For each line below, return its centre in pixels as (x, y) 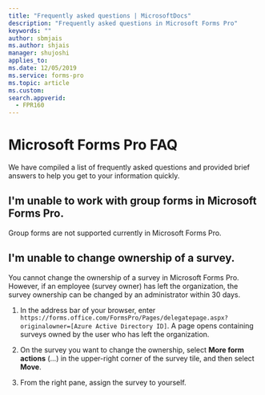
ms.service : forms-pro (46, 75)
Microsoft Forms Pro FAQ (93, 145)
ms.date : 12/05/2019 (43, 68)
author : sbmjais (35, 38)
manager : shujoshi (39, 53)
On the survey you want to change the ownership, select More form (132, 349)
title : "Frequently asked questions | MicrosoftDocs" (100, 16)
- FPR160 (30, 105)
